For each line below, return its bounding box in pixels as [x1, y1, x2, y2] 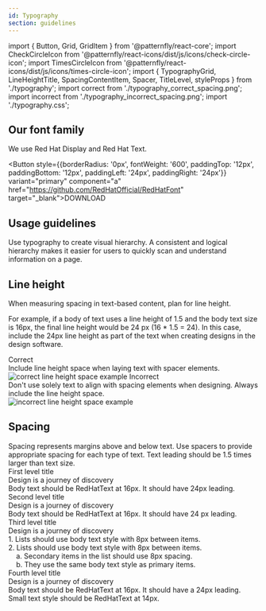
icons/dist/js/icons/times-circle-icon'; [8, 66, 131, 76]
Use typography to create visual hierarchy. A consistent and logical [8, 238, 228, 247]
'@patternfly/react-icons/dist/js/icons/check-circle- [81, 49, 251, 59]
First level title [8, 466, 54, 476]
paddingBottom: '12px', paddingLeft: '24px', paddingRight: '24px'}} [8, 168, 227, 177]
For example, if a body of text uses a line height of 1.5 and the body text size [8, 313, 258, 323]
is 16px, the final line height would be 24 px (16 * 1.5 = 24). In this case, [8, 322, 241, 332]
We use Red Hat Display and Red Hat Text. [8, 144, 147, 154]
